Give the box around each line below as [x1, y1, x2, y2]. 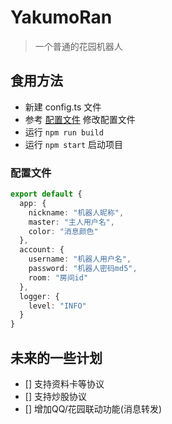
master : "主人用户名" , [28, 217, 115, 227]
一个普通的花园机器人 [34, 40, 123, 52]
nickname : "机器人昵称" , [28, 207, 125, 218]
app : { [19, 198, 47, 208]
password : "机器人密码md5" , [28, 264, 138, 274]
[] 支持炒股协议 [24, 390, 87, 402]
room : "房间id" [28, 272, 89, 283]
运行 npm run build [24, 126, 104, 138]
